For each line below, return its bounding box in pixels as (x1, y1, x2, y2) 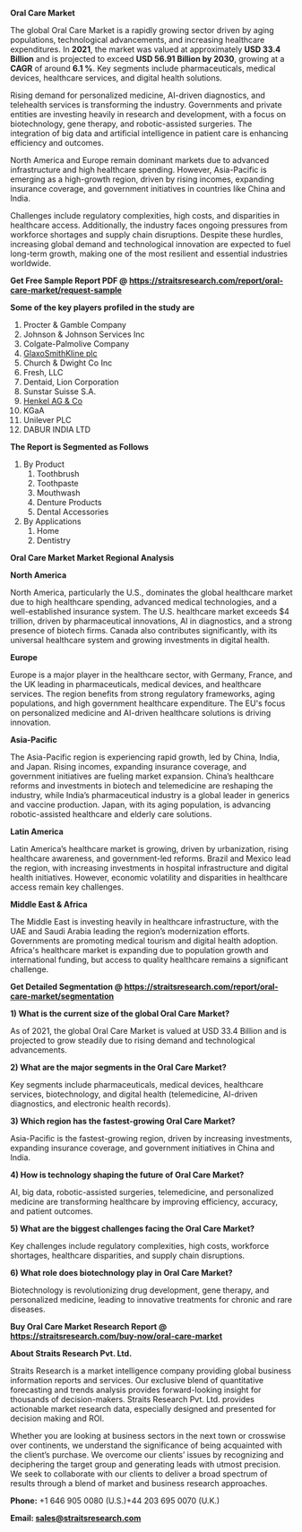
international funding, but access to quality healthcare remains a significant (10, 954, 289, 965)
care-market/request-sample (10, 285, 122, 295)
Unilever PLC (22, 415, 72, 425)
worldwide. (10, 258, 52, 268)
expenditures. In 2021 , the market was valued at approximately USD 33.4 (10, 44, 281, 55)
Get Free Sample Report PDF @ (10, 275, 128, 286)
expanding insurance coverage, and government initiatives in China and (10, 1142, 275, 1153)
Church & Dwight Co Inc (22, 357, 113, 368)
